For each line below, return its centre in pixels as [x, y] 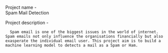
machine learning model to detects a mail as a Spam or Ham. [72, 45]
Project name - [21, 7]
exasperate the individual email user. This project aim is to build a [83, 41]
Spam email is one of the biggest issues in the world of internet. [84, 32]
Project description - [27, 23]
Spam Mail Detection [27, 13]
